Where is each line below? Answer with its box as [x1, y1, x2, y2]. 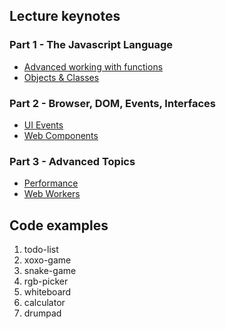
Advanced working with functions [23, 60, 164, 73]
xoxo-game [23, 254, 72, 266]
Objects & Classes [23, 71, 100, 83]
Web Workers [23, 188, 81, 200]
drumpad [23, 307, 62, 319]
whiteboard [23, 286, 72, 298]
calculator [23, 297, 66, 309]
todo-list [23, 244, 59, 256]
